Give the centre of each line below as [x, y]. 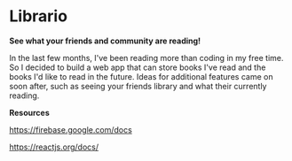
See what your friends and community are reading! [105, 41]
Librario [39, 16]
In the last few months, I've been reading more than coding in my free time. [146, 57]
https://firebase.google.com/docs [71, 129]
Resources [30, 112]
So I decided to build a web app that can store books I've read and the [138, 67]
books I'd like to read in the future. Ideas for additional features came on [141, 76]
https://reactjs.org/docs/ [54, 147]
